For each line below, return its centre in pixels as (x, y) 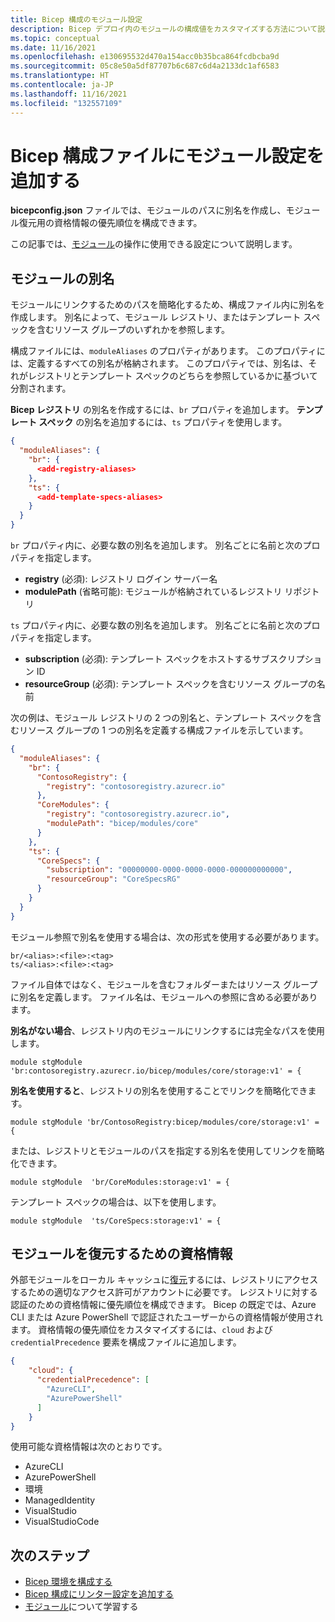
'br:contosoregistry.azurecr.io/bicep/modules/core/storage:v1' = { (156, 1071)
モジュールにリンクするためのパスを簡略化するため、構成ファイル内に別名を (168, 305)
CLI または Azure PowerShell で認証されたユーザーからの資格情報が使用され (167, 1317)
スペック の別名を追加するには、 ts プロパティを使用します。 (163, 422)
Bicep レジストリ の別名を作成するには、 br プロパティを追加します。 (152, 410)
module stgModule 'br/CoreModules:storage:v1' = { (120, 1182)
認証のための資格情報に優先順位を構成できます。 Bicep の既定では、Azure (163, 1305)
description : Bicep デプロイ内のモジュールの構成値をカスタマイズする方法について (164, 29)
